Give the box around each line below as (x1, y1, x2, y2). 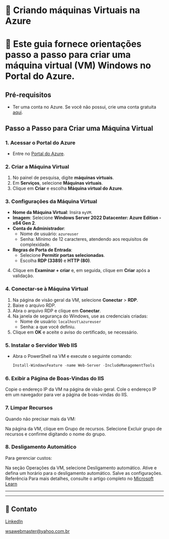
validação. (12, 273, 34, 279)
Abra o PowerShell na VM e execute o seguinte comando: (12, 353, 132, 359)
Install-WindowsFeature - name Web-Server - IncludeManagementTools (12, 363, 155, 368)
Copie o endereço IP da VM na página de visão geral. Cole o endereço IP (5, 386, 157, 393)
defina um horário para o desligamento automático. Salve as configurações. (5, 470, 162, 476)
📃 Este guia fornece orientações (5, 38, 142, 50)
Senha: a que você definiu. (20, 324, 76, 330)
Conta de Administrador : (12, 226, 65, 232)
